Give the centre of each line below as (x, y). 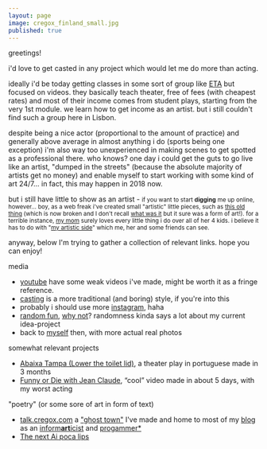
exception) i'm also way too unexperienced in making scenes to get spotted (132, 150)
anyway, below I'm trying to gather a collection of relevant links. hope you (129, 243)
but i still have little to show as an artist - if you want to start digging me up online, (132, 199)
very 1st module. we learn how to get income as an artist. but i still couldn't (130, 109)
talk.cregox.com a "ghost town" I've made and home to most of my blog (137, 420)
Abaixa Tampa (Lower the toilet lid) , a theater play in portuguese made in (139, 364)
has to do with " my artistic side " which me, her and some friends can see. (109, 228)
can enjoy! (25, 251)
